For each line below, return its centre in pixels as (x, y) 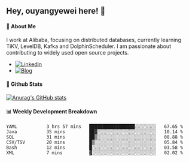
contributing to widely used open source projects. (68, 52)
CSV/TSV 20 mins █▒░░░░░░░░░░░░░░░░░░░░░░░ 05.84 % (95, 142)
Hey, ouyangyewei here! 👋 (56, 11)
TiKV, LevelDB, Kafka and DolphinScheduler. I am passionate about (89, 46)
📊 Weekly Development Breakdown (52, 112)
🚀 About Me (21, 26)
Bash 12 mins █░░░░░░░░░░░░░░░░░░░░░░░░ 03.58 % (95, 148)
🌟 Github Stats (25, 84)
